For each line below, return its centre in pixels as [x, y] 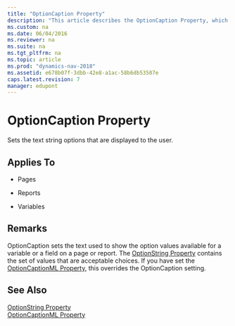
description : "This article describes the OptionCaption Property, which [118, 20]
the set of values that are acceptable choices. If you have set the [101, 261]
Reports [29, 193]
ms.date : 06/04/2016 [38, 33]
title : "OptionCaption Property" [56, 14]
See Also [27, 290]
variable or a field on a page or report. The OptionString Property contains [115, 253]
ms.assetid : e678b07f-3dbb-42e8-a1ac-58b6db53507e [83, 73]
